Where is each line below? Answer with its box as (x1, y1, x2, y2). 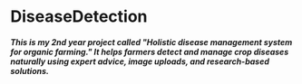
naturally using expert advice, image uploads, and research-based (10, 56, 270, 67)
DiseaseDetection (10, 6, 148, 27)
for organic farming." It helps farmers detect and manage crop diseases (10, 46, 289, 57)
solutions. (10, 65, 49, 76)
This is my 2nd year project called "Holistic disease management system (10, 36, 293, 47)
